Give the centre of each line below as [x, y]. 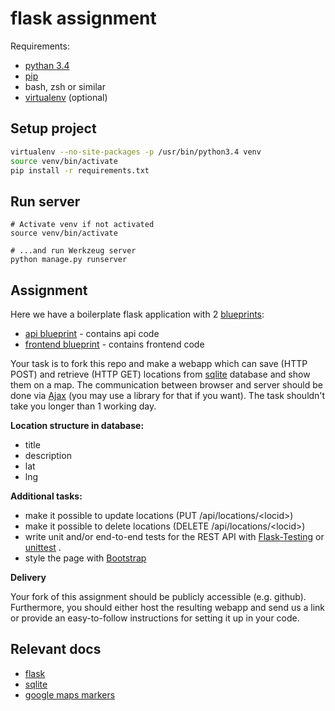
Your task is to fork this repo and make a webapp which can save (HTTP [159, 363]
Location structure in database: [77, 425]
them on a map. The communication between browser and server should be [166, 385]
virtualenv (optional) [66, 97]
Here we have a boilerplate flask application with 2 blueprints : [137, 314]
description [48, 455]
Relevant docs [56, 649]
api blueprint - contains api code [92, 333]
